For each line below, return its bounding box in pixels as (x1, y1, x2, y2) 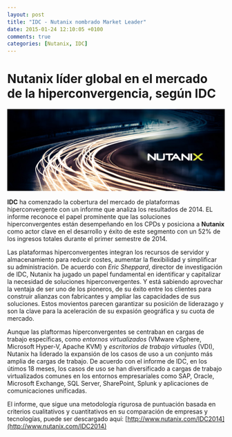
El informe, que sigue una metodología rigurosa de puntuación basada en (7, 400, 216, 409)
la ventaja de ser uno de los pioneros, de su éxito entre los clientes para (7, 285, 212, 294)
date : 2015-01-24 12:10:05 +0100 (7, 26, 104, 33)
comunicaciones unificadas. (7, 386, 88, 395)
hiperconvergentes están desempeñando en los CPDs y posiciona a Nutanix (7, 220, 225, 229)
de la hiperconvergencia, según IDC (7, 86, 216, 102)
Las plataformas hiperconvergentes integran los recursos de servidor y (7, 248, 209, 256)
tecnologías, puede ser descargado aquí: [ (7, 415, 128, 423)
